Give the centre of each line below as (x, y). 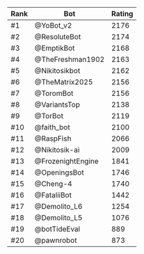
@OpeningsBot (59, 172)
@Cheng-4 (53, 184)
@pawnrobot (56, 240)
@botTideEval (57, 229)
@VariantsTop (57, 105)
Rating (122, 14)
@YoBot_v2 (53, 25)
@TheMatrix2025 (64, 82)
